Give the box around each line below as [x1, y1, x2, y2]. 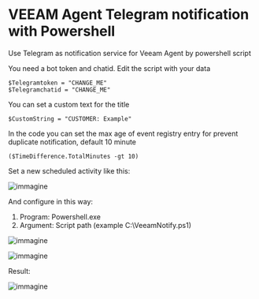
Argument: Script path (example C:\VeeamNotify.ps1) [19, 220, 191, 230]
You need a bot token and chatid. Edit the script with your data [8, 63, 211, 73]
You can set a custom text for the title [8, 99, 130, 109]
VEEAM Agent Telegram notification [8, 6, 250, 24]
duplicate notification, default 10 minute [8, 136, 136, 147]
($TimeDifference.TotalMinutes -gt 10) [8, 152, 139, 160]
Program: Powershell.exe [19, 211, 101, 222]
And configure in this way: [8, 196, 93, 206]
